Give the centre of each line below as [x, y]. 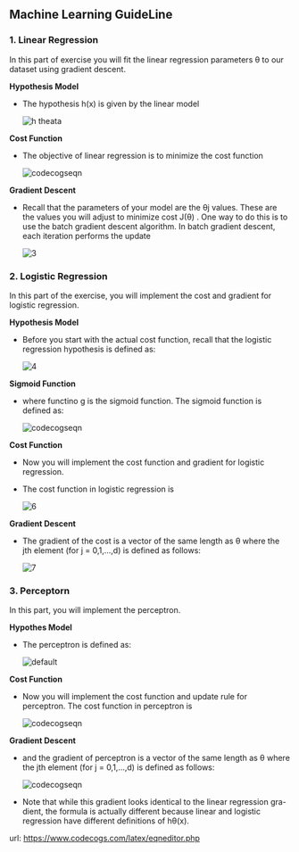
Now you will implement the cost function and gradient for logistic [143, 462]
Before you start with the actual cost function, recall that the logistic [147, 339]
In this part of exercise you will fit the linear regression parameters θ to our [146, 59]
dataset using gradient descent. [68, 69]
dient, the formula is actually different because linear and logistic [141, 812]
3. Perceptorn [40, 591]
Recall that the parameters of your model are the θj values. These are [149, 207]
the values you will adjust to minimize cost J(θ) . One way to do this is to [155, 217]
